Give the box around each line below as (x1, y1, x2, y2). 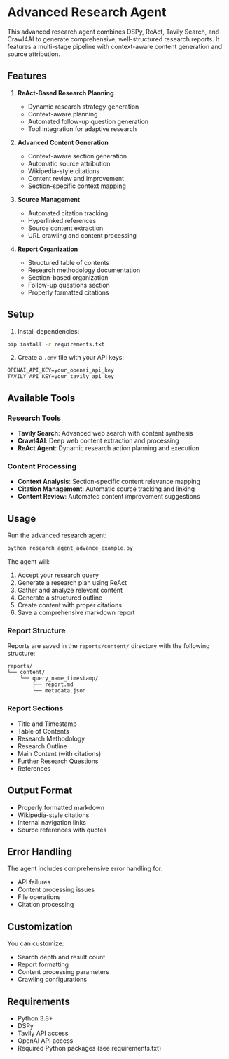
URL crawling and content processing (27, 231, 137, 239)
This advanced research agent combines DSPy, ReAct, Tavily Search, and (7, 27, 220, 36)
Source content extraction (27, 224, 104, 232)
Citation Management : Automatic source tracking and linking (17, 485, 195, 493)
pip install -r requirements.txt (7, 341, 105, 348)
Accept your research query (17, 571, 99, 579)
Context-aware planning (27, 109, 98, 118)
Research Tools (7, 413, 62, 423)
